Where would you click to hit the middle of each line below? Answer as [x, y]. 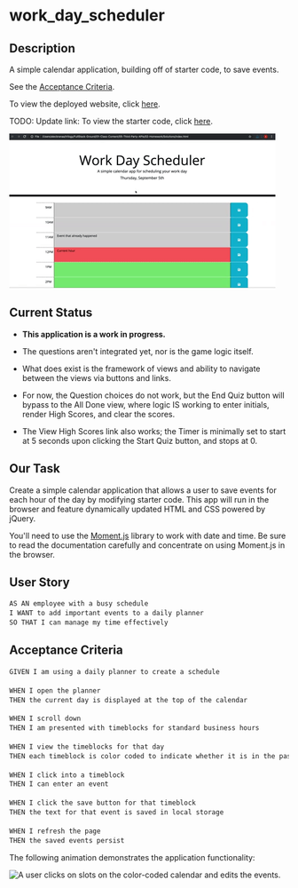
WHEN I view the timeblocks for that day [87, 747]
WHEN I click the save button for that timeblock [103, 803]
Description [42, 48]
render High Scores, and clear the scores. [98, 414]
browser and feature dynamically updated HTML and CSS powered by [137, 509]
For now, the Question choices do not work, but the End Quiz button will [153, 395]
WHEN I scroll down [45, 719]
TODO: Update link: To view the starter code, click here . [111, 121]
